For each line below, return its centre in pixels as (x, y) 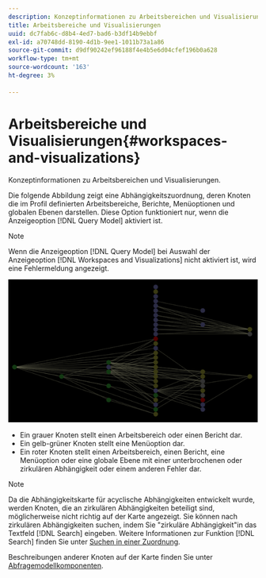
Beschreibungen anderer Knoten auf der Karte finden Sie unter (111, 557)
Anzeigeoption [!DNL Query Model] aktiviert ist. (85, 220)
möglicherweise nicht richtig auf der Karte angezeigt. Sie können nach (123, 517)
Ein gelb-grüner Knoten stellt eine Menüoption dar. (102, 444)
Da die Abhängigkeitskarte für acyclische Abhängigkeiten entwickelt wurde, (132, 499)
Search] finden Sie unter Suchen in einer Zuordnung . (94, 542)
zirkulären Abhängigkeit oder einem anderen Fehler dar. (110, 469)
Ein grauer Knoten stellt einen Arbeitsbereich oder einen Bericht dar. (131, 435)
